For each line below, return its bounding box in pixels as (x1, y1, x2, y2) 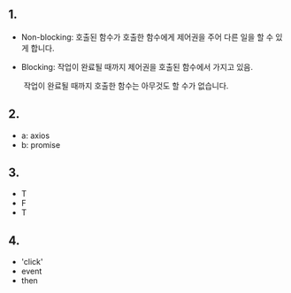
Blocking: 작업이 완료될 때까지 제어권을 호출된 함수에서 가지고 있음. (20, 61, 254, 72)
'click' (20, 257, 43, 267)
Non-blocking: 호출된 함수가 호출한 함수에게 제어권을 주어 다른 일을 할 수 (20, 31, 274, 42)
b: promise (20, 139, 61, 150)
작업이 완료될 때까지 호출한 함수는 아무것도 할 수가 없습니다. (23, 80, 229, 91)
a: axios (20, 130, 50, 141)
